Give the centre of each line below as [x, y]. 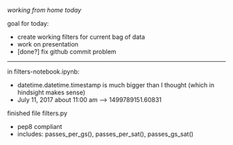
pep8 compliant [40, 127]
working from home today [44, 10]
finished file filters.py [37, 113]
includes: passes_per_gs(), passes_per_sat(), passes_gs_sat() [105, 134]
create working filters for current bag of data [81, 37]
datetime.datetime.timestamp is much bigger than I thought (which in [116, 85]
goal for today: [28, 23]
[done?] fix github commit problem [67, 52]
